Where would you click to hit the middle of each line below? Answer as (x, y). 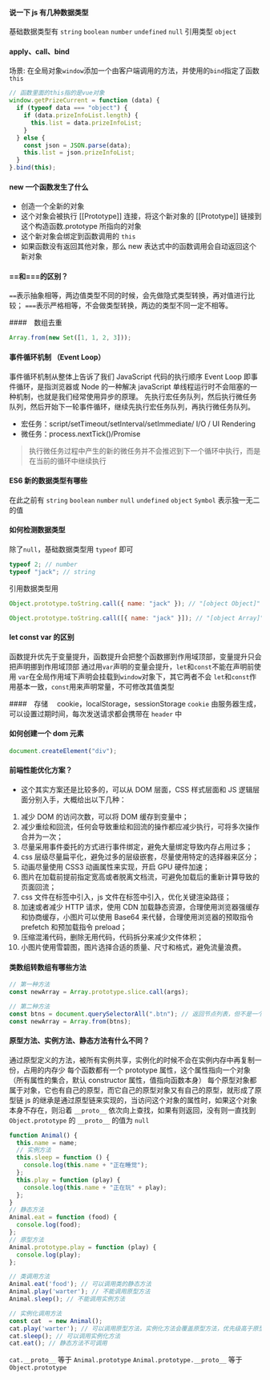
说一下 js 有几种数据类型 (49, 12)
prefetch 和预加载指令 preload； (74, 926)
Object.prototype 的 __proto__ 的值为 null (79, 1120)
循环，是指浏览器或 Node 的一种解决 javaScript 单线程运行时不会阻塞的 (133, 386)
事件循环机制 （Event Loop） (57, 356)
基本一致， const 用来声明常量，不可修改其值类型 (95, 686)
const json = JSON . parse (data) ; (77, 145)
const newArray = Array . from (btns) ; (70, 1021)
